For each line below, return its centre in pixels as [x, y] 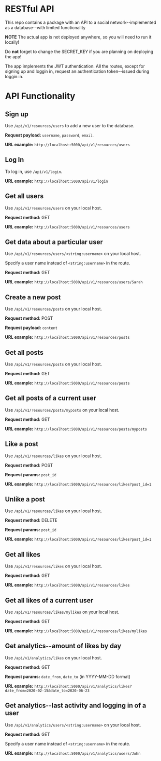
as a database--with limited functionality [45, 27]
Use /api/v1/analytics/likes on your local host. [54, 657]
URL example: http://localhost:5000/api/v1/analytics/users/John [73, 753]
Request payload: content [31, 328]
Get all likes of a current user [49, 600]
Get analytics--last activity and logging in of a [76, 706]
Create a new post [33, 297]
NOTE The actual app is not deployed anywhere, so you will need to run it [78, 37]
